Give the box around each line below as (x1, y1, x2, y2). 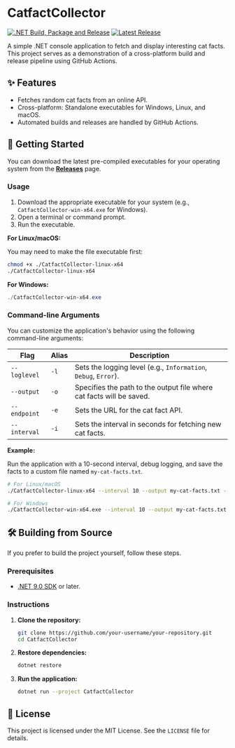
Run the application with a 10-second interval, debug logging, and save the (7, 460, 223, 468)
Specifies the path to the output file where (74, 382, 213, 392)
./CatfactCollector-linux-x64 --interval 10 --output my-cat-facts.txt (7, 487, 220, 494)
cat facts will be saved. (74, 391, 150, 401)
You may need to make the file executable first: (7, 247, 143, 255)
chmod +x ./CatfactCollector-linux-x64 (7, 261, 124, 268)
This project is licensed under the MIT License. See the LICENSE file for (7, 726, 210, 735)
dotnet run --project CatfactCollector (17, 688, 134, 695)
